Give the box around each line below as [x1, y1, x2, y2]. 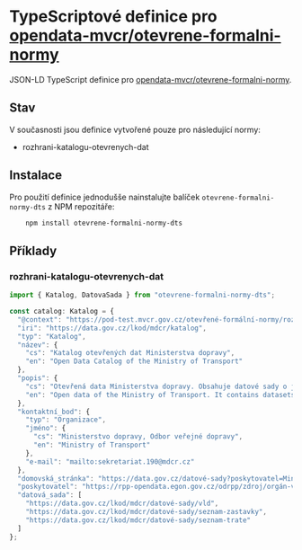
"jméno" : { [25, 424, 67, 433]
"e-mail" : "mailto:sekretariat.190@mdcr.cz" [25, 457, 195, 466]
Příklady [9, 243, 58, 258]
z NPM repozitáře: [48, 200, 115, 212]
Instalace [9, 168, 63, 183]
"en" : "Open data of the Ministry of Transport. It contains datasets [25, 390, 296, 399]
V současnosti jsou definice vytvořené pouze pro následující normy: [9, 124, 261, 135]
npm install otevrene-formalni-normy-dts [25, 218, 182, 227]
